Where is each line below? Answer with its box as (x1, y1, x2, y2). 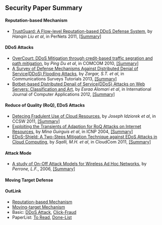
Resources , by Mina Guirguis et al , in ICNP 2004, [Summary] (12, 129, 133, 134)
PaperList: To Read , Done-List (12, 214, 72, 220)
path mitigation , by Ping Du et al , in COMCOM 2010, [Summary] (12, 60, 139, 66)
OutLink (5, 188, 22, 194)
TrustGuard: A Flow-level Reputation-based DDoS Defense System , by (12, 28, 153, 34)
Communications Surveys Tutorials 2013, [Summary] (12, 76, 117, 81)
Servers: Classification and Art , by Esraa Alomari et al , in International (12, 86, 151, 92)
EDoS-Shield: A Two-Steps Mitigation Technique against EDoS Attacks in (12, 134, 158, 140)
